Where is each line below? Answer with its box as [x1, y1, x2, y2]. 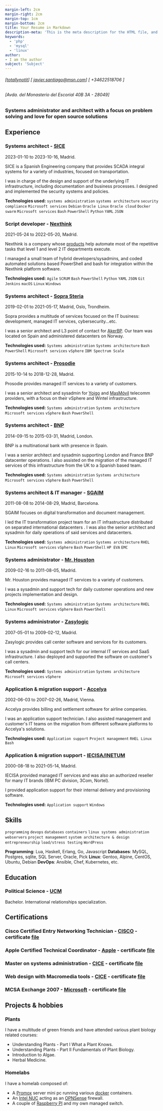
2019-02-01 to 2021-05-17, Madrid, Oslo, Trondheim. [5, 304, 110, 310]
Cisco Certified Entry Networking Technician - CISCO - [5, 928, 138, 935]
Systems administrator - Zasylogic [5, 618, 89, 625]
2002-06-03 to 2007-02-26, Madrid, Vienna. [5, 697, 95, 702]
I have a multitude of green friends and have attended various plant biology [5, 1027, 156, 1033]
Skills [5, 816, 22, 824]
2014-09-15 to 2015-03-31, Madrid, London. [5, 433, 93, 439]
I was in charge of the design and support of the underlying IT [5, 178, 129, 184]
